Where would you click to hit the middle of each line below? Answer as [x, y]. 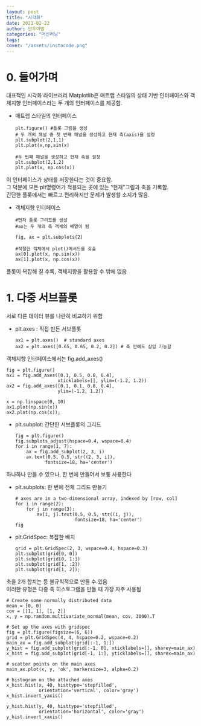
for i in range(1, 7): [43, 446]
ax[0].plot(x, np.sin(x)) [47, 254]
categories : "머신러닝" [34, 34]
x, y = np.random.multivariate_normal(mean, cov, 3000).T [81, 616]
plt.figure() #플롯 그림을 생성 [51, 128]
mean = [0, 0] [24, 606]
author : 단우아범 [26, 29]
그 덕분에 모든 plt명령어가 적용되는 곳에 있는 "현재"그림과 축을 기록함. [88, 187]
